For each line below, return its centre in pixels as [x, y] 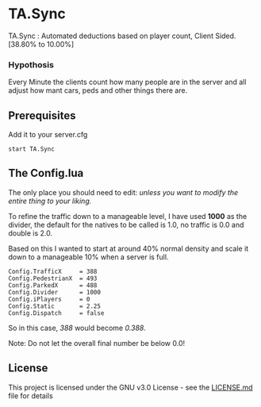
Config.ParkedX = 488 [53, 285]
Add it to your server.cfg [48, 135]
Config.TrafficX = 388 [53, 271]
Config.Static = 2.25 [55, 306]
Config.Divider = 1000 [55, 292]
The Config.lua [46, 173]
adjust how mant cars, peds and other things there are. [98, 90]
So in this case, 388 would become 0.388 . [77, 328]
